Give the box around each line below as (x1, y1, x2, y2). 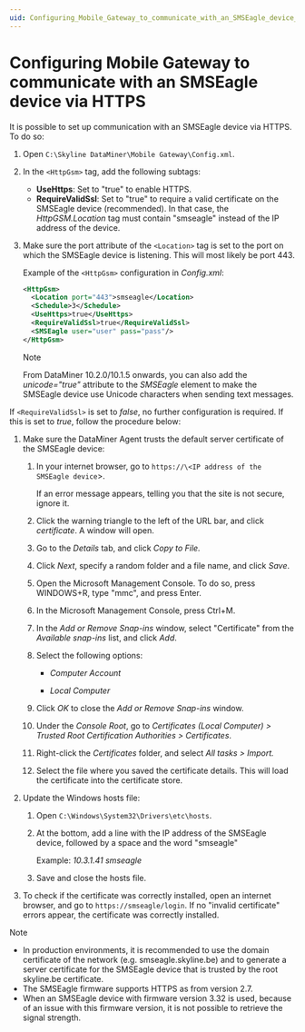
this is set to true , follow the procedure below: (9, 415, 182, 427)
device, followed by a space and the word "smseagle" (35, 837, 239, 848)
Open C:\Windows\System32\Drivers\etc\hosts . (35, 809, 212, 820)
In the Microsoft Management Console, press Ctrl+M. (35, 605, 236, 616)
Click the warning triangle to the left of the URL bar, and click (35, 515, 265, 526)
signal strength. (22, 1012, 82, 1023)
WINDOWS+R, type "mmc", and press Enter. (35, 587, 202, 598)
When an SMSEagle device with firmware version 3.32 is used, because (22, 992, 292, 1004)
